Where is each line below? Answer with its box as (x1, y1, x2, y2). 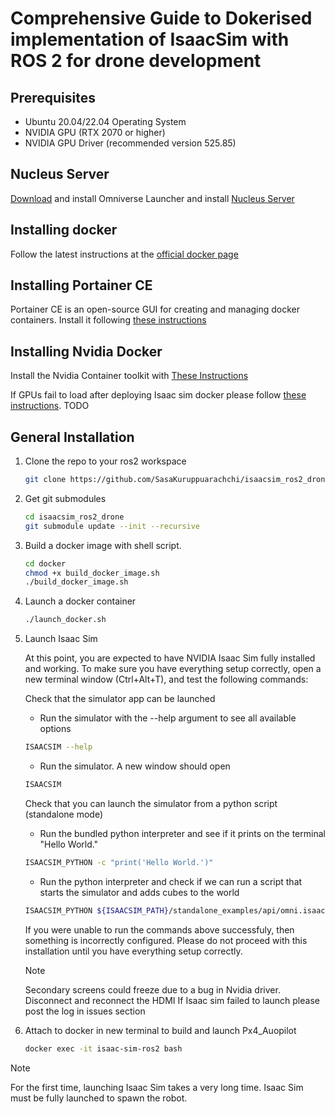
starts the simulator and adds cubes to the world (39, 886, 240, 898)
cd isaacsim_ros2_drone (24, 512, 125, 522)
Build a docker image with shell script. (24, 539, 182, 551)
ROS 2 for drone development (10, 50, 262, 72)
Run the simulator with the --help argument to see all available (39, 712, 297, 724)
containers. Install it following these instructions (10, 314, 207, 326)
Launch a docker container (24, 595, 137, 607)
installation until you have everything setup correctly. (24, 945, 243, 957)
